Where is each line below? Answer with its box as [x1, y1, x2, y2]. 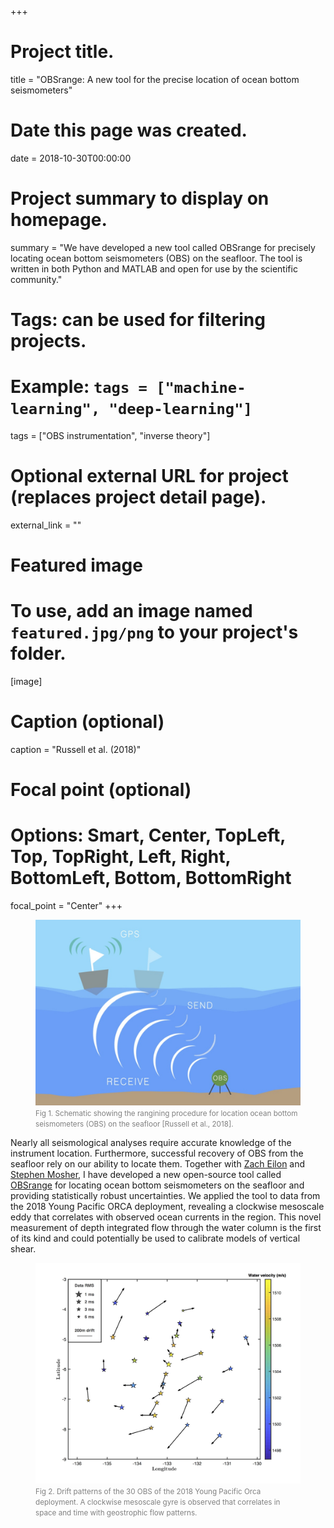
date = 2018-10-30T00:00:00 [10, 152, 132, 164]
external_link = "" [10, 519, 82, 531]
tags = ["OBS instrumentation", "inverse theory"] [10, 429, 211, 441]
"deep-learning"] [108, 400, 253, 419]
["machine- [156, 379, 247, 398]
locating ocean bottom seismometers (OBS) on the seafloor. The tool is [10, 252, 303, 264]
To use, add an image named [10, 600, 253, 623]
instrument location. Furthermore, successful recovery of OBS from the [10, 1147, 304, 1159]
